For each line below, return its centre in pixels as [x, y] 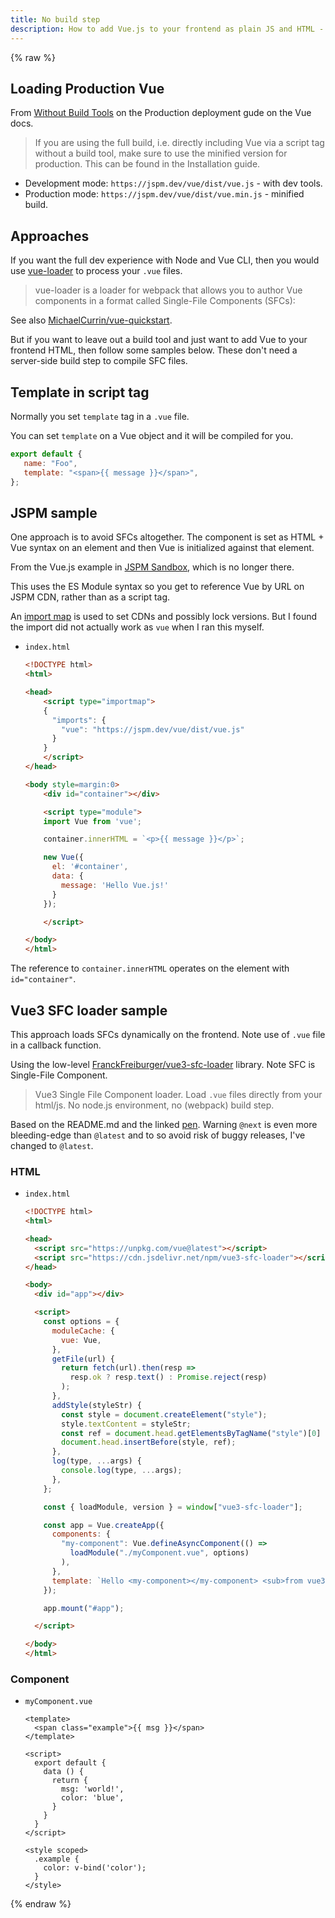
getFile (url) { [83, 1359]
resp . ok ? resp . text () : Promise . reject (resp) [168, 1377]
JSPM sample [54, 512]
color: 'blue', [93, 1798]
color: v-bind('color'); [95, 1868]
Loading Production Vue [87, 88]
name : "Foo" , [50, 463]
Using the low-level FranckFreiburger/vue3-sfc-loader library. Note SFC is [163, 1064]
